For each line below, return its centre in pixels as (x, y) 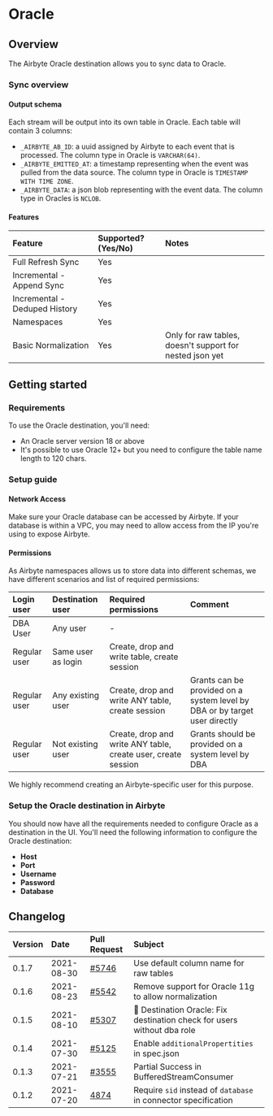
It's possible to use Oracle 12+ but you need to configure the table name (141, 450)
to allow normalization (175, 997)
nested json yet (195, 356)
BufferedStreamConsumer (184, 1077)
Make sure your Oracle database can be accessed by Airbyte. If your (124, 517)
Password (37, 882)
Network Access (37, 499)
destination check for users (186, 1020)
